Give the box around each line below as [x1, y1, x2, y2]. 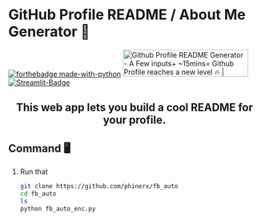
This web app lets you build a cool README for [15, 101, 254, 115]
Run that [19, 167, 48, 177]
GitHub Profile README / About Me [8, 6, 247, 24]
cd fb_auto [19, 190, 57, 198]
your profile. [102, 114, 167, 127]
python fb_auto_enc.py [19, 204, 96, 213]
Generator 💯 [8, 22, 90, 41]
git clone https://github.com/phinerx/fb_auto [19, 183, 179, 191]
